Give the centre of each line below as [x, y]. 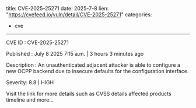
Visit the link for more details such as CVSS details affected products [89, 93]
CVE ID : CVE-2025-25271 [37, 42]
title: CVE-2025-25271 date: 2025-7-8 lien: [57, 8]
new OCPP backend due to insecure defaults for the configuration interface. [97, 71]
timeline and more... [30, 100]
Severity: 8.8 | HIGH [30, 82]
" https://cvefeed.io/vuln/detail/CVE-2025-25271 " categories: [79, 15]
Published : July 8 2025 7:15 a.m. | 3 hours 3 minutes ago [75, 54]
